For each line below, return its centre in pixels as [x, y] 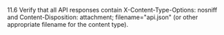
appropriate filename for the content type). [68, 24]
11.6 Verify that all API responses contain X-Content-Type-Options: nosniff [112, 10]
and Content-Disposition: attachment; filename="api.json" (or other [103, 17]
